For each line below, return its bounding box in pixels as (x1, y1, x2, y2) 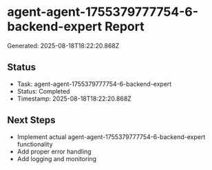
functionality (17, 140, 53, 148)
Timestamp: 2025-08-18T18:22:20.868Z (17, 94, 132, 103)
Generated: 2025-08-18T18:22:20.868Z (7, 41, 120, 50)
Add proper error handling (17, 147, 92, 156)
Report (104, 19, 145, 34)
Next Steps (7, 114, 56, 126)
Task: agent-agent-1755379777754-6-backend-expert (17, 80, 172, 88)
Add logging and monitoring (17, 154, 97, 162)
